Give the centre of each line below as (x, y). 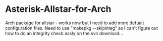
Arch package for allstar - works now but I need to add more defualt (75, 23)
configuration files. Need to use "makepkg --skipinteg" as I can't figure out (81, 28)
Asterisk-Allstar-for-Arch (58, 9)
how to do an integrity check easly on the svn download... (64, 33)
